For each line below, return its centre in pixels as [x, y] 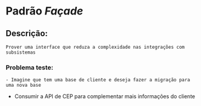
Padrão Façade [44, 11]
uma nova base [24, 86]
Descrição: [27, 33]
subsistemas [21, 52]
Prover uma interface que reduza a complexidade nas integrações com [95, 47]
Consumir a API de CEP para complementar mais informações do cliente [105, 96]
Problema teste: [30, 67]
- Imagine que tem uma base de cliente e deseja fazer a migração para [98, 80]
